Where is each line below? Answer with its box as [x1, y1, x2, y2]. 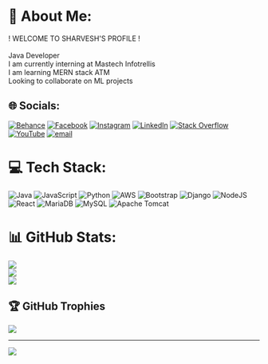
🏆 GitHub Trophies [8, 299, 106, 314]
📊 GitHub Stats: [8, 227, 117, 246]
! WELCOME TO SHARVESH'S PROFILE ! [8, 34, 141, 43]
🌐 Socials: [8, 99, 61, 113]
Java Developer [8, 50, 60, 60]
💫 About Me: [8, 7, 93, 26]
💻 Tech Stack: [8, 158, 107, 176]
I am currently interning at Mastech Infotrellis [8, 59, 156, 69]
